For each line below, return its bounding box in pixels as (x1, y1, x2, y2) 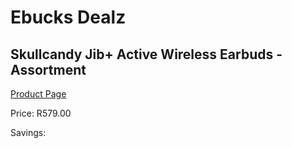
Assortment (10, 61, 87, 78)
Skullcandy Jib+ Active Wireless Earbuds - (10, 46, 283, 63)
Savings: (10, 127, 47, 138)
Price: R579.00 (10, 107, 72, 119)
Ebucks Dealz (10, 6, 127, 29)
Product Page (10, 88, 67, 100)
